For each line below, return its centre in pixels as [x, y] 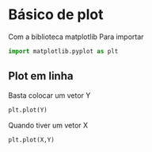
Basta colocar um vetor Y [49, 95]
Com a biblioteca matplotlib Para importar [76, 37]
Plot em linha [41, 76]
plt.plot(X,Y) [32, 140]
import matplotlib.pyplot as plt [63, 51]
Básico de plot [56, 15]
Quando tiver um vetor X [48, 125]
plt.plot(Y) [28, 110]
